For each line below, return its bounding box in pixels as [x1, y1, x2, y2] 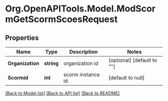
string [44, 60, 59, 66]
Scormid [7, 74, 28, 81]
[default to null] [108, 74, 145, 81]
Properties [5, 33, 39, 42]
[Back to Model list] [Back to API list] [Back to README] [5, 90, 120, 96]
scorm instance [63, 71, 100, 78]
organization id [63, 60, 98, 66]
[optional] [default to [108, 57, 157, 63]
